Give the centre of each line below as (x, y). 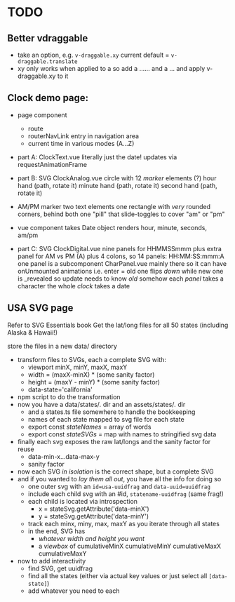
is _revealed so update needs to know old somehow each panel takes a (121, 279)
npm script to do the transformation (69, 396)
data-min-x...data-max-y (63, 456)
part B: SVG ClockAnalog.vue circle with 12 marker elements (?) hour (117, 178)
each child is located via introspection (83, 501)
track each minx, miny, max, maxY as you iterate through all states (123, 523)
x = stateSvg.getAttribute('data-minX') (94, 509)
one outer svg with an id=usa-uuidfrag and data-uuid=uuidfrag (119, 486)
